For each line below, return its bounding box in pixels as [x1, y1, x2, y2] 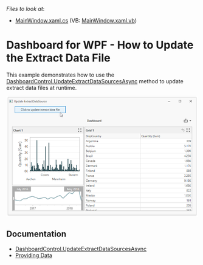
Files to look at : [6, 5, 45, 12]
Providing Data [15, 252, 53, 259]
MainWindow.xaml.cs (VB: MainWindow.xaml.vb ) [15, 17, 137, 24]
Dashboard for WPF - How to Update [6, 38, 194, 52]
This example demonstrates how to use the [6, 71, 114, 78]
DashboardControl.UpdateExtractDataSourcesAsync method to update [6, 77, 184, 84]
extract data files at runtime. [6, 84, 77, 91]
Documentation [6, 229, 67, 239]
